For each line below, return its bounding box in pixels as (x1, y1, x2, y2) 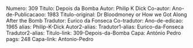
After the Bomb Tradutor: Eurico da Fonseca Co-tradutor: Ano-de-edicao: (6, 17, 184, 24)
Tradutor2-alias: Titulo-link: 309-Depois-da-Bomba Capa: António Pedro (6, 29, 181, 36)
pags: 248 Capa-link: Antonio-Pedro (6, 36, 94, 42)
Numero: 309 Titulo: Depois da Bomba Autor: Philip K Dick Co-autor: (6, 5, 171, 12)
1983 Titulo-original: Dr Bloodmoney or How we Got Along (47, 11, 187, 18)
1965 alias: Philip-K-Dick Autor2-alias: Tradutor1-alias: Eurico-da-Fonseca (6, 23, 184, 30)
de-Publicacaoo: (6, 11, 46, 18)
